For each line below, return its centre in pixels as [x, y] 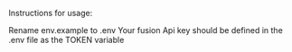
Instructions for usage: [51, 13]
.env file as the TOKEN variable [66, 40]
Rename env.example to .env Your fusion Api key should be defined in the [146, 30]
